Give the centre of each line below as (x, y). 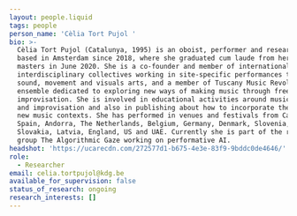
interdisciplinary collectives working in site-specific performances (150, 75)
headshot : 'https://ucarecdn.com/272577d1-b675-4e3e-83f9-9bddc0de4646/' (148, 148)
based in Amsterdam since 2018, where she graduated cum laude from (146, 58)
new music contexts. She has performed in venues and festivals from (148, 115)
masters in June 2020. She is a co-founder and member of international (154, 67)
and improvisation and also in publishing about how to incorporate (146, 108)
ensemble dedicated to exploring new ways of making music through (144, 91)
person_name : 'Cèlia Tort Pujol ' (73, 34)
